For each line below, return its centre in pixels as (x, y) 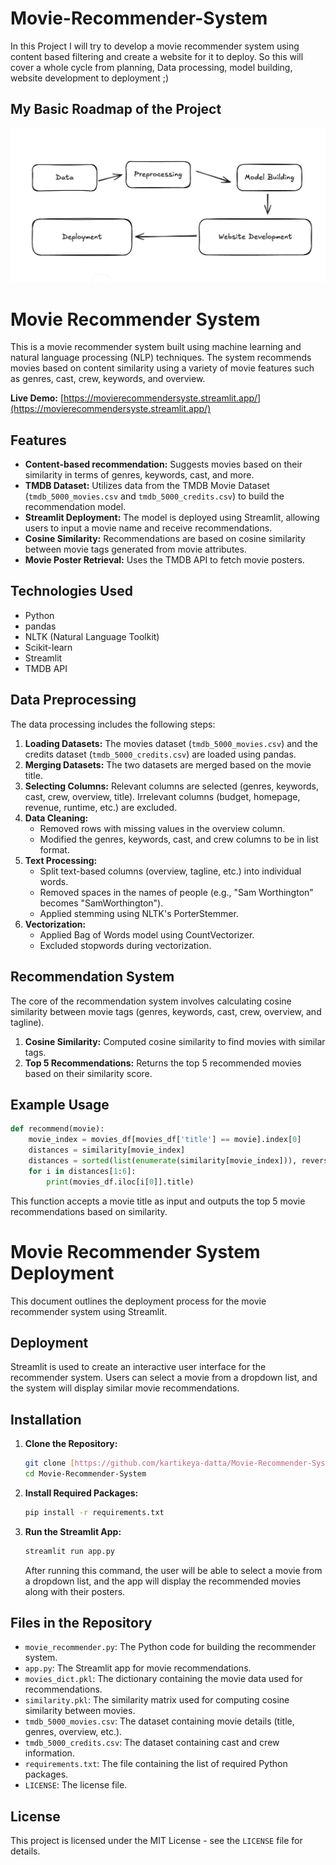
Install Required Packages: (81, 1493)
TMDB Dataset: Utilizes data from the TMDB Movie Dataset (147, 486)
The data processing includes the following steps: (113, 724)
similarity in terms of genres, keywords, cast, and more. (139, 475)
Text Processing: (61, 860)
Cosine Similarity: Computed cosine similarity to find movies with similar (175, 1041)
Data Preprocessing (73, 700)
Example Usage (60, 1104)
